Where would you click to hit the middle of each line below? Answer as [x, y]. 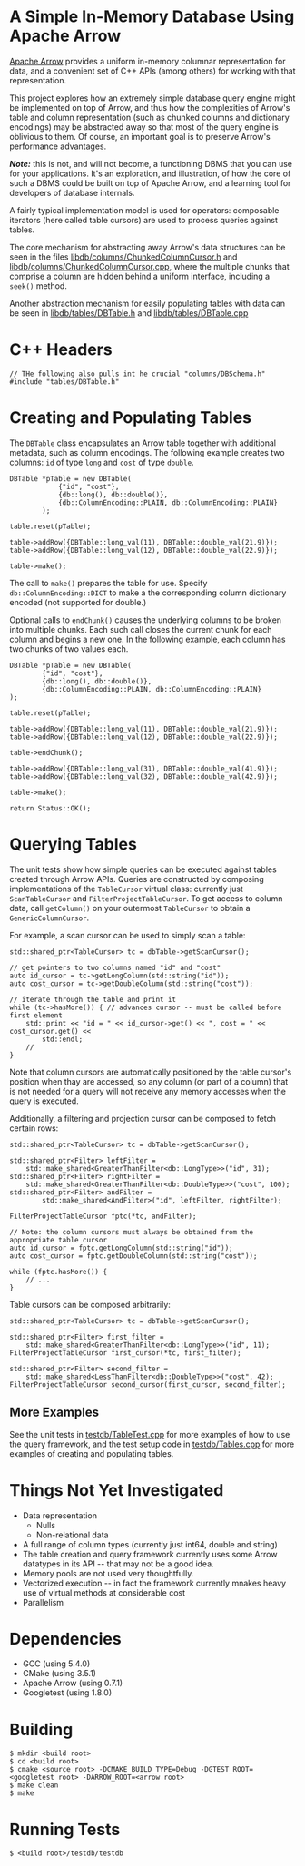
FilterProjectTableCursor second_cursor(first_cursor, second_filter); [148, 1385]
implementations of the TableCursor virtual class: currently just [126, 889]
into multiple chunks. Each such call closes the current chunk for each [141, 629]
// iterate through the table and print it [93, 999]
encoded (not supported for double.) [78, 602]
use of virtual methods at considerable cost [104, 1592]
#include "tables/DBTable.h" [64, 382]
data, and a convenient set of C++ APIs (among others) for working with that [152, 71]
